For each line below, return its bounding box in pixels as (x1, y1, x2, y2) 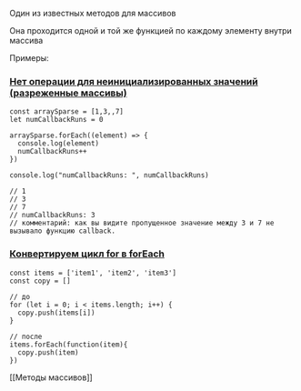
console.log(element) (17, 139, 100, 148)
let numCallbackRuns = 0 (9, 115, 104, 125)
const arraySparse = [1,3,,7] (9, 107, 125, 116)
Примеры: (9, 53, 50, 63)
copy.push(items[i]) (17, 308, 95, 317)
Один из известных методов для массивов (9, 8, 176, 18)
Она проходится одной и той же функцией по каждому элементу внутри (9, 25, 293, 35)
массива (9, 35, 44, 45)
